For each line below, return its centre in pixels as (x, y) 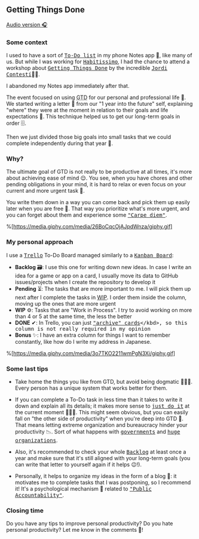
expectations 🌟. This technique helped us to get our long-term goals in (93, 116)
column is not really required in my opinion (83, 329)
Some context (27, 42)
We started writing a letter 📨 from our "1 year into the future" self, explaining (99, 104)
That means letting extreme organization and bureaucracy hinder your (101, 425)
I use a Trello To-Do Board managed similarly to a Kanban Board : (90, 255)
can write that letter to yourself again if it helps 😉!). (78, 464)
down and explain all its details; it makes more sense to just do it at (102, 406)
